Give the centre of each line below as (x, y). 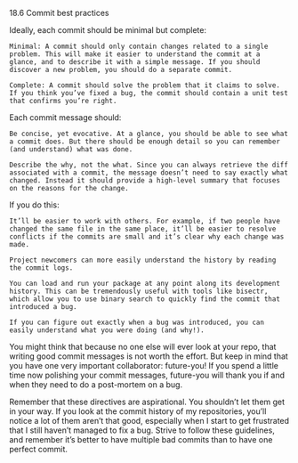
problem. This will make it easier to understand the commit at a (135, 54)
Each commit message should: (65, 118)
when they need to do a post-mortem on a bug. (96, 385)
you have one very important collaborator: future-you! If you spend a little (144, 366)
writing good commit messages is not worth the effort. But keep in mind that (149, 356)
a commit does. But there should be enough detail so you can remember (145, 142)
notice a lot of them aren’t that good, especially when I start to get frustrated (149, 421)
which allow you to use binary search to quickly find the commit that (145, 299)
